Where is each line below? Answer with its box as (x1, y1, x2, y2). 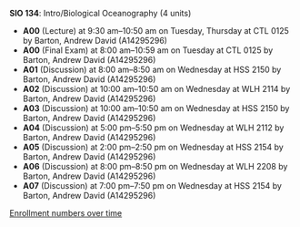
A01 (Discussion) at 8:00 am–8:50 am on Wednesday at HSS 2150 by (22, 64, 282, 75)
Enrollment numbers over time (9, 208, 123, 218)
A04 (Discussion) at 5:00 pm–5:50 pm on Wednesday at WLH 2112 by (22, 122, 285, 133)
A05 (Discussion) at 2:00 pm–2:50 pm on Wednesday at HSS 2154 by (22, 141, 284, 152)
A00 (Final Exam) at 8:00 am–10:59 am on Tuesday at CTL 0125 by (22, 45, 274, 56)
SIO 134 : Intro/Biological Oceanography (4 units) (9, 8, 192, 18)
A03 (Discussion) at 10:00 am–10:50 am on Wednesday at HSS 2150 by (22, 103, 290, 113)
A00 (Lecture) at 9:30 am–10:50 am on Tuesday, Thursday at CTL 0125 (22, 26, 289, 36)
